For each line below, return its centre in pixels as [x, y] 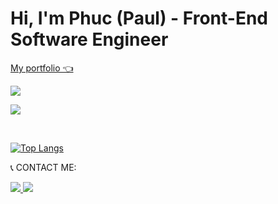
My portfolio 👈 [42, 68]
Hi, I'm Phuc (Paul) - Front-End [139, 18]
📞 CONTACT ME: [43, 167]
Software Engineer [89, 39]
